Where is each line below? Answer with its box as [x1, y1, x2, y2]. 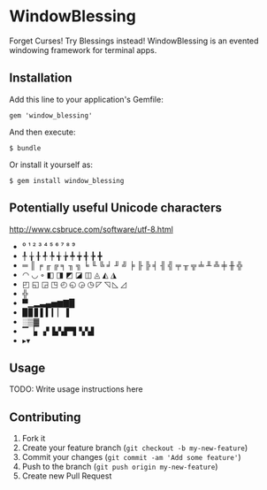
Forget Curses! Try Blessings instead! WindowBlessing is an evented [9, 35, 259, 46]
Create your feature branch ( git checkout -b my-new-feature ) [21, 442, 248, 453]
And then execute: [9, 126, 76, 137]
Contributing [9, 410, 81, 425]
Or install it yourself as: [9, 159, 93, 170]
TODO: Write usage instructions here [9, 384, 143, 394]
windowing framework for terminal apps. [9, 44, 157, 55]
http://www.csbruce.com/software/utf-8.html [9, 224, 174, 234]
